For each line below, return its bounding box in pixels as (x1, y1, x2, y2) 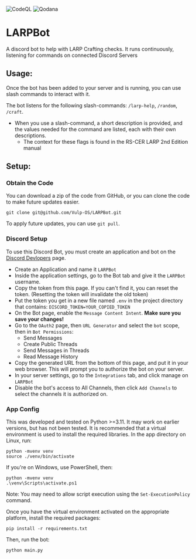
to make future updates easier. (6, 198, 80, 205)
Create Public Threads (23, 340, 78, 347)
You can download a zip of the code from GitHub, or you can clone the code (6, 192, 190, 199)
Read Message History (23, 353, 78, 360)
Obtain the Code (6, 179, 54, 187)
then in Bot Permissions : (14, 328, 74, 335)
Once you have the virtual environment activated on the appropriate (6, 508, 170, 516)
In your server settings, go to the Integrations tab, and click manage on (14, 371, 188, 378)
